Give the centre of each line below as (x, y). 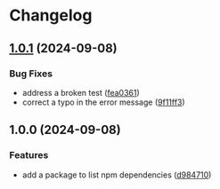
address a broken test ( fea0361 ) (81, 92)
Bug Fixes (31, 74)
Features (29, 155)
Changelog (51, 16)
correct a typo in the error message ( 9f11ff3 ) (103, 102)
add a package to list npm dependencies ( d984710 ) (117, 175)
